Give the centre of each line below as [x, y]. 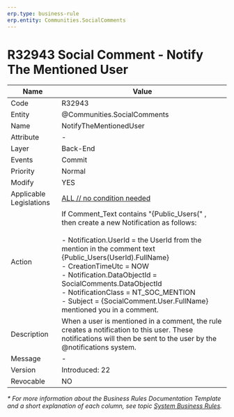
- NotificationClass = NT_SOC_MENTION [129, 292]
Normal [73, 172]
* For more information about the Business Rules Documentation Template [114, 399]
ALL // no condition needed [106, 198]
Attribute [25, 137]
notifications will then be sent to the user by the [139, 339]
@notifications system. [99, 347]
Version [23, 370]
